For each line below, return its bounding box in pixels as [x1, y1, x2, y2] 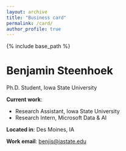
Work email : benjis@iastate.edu [6, 138, 87, 145]
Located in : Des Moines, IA [6, 126, 75, 133]
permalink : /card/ [6, 20, 53, 26]
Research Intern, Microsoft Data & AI [15, 114, 107, 122]
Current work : [6, 96, 43, 104]
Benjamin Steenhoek [6, 64, 114, 78]
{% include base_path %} [6, 43, 71, 50]
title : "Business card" [6, 15, 67, 21]
